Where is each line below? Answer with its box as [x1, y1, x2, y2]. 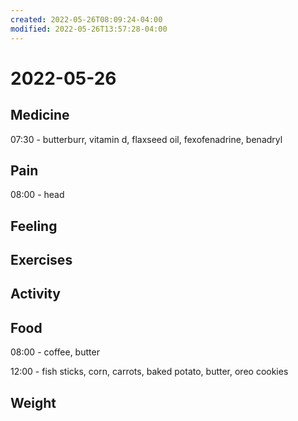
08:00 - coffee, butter [10, 346, 100, 358]
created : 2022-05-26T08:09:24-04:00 [10, 14, 163, 25]
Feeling [10, 217, 58, 235]
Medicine [10, 107, 70, 124]
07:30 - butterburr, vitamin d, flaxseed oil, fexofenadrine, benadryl [10, 133, 283, 145]
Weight [10, 394, 57, 411]
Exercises [10, 252, 73, 269]
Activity [10, 286, 62, 303]
